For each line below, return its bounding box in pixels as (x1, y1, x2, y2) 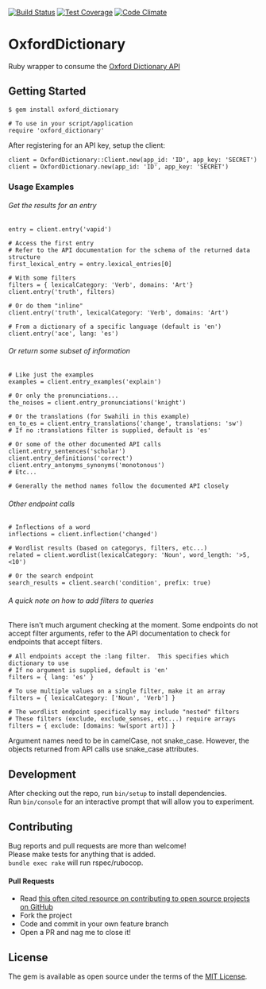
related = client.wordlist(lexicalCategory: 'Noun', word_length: (8, 551, 233, 559)
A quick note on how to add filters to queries (8, 596, 154, 605)
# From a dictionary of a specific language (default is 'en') (8, 323, 222, 330)
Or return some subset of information (8, 346, 131, 356)
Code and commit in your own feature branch (19, 919, 169, 929)
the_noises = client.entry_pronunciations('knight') (8, 399, 187, 407)
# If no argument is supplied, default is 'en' (8, 666, 169, 674)
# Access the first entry (8, 239, 94, 247)
